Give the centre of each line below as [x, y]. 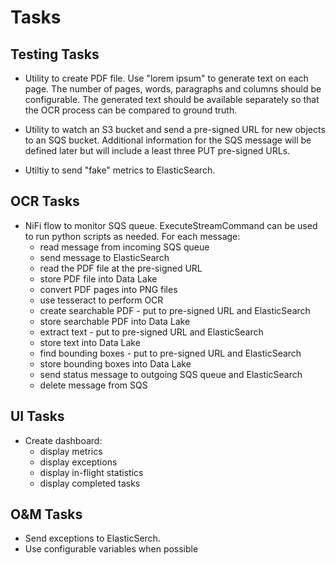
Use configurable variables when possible [111, 549]
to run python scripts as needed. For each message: [132, 236]
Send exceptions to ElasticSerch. [92, 538]
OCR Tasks [45, 201]
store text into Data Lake [90, 342]
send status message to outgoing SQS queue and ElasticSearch [171, 374]
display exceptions [78, 462]
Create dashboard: [63, 440]
